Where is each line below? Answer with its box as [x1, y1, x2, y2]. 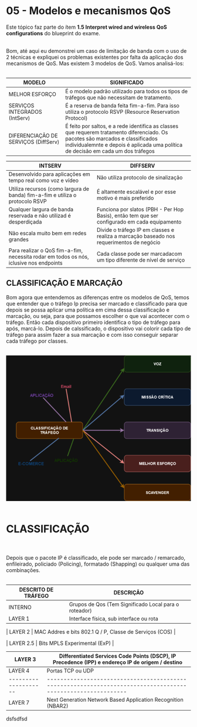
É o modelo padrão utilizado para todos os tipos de [65, 87, 188, 94]
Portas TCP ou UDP [46, 667, 94, 674]
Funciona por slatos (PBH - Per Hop [96, 205, 184, 212]
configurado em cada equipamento [96, 218, 182, 225]
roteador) [69, 607, 92, 614]
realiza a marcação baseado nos [96, 233, 175, 240]
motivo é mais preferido [96, 195, 154, 202]
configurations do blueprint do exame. [6, 29, 101, 36]
